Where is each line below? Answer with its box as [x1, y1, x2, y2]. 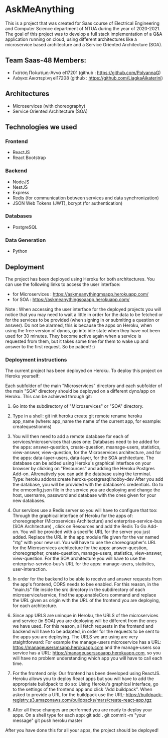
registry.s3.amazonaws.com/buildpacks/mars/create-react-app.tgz [12, 697, 152, 703]
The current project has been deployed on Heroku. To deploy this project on [5, 367, 162, 374]
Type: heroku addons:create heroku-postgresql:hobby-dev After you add [12, 476, 163, 482]
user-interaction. [12, 566, 47, 572]
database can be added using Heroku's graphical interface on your [12, 460, 151, 466]
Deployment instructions [5, 356, 67, 363]
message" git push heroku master [12, 717, 83, 723]
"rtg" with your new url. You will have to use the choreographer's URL [12, 540, 156, 546]
